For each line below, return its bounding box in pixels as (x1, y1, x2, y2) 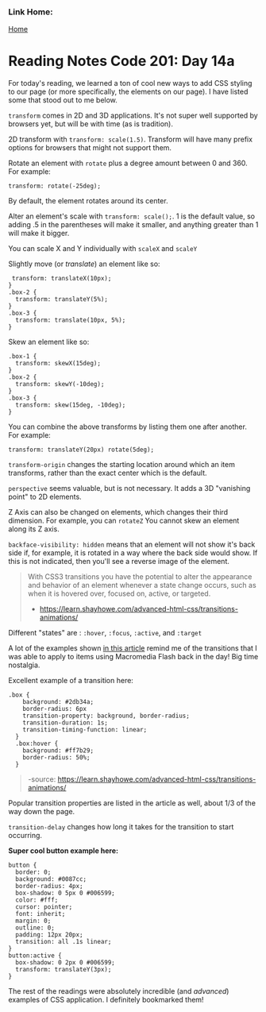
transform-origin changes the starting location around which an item (8, 460, 236, 469)
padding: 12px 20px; (15, 931, 83, 939)
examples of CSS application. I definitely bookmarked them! (8, 995, 204, 1005)
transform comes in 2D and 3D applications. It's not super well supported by (8, 110, 258, 121)
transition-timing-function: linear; (22, 726, 148, 734)
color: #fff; (15, 896, 59, 904)
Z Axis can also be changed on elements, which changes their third (8, 508, 229, 517)
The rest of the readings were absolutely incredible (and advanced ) (8, 987, 229, 996)
